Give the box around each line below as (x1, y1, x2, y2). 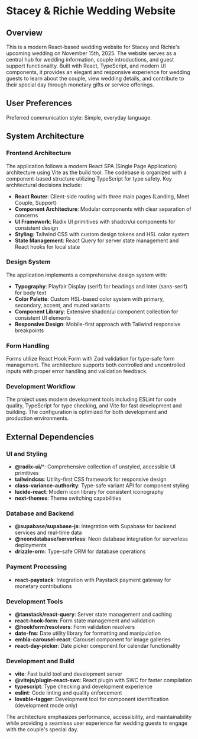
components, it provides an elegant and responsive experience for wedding (6, 69, 190, 75)
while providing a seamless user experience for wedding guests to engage (6, 719, 188, 727)
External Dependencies (6, 432, 95, 442)
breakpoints (14, 327, 44, 334)
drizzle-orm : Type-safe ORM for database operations (14, 548, 146, 555)
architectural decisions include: (6, 181, 83, 188)
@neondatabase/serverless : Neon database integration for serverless (14, 535, 188, 542)
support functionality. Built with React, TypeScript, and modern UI (6, 62, 166, 69)
